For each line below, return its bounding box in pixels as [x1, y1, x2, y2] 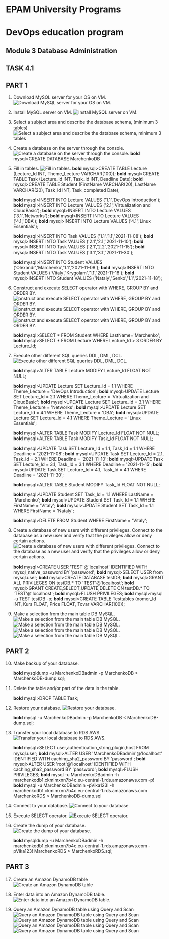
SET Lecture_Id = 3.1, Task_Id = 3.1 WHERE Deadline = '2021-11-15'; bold [13, 461, 163, 467]
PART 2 [6, 647, 29, 656]
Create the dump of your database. [13, 822, 86, 828]
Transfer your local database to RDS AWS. [13, 729, 101, 735]
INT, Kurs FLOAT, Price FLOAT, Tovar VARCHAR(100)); [13, 601, 125, 607]
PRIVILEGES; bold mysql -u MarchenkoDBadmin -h [13, 771, 119, 777]
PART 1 [6, 81, 28, 89]
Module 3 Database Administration [6, 46, 117, 55]
